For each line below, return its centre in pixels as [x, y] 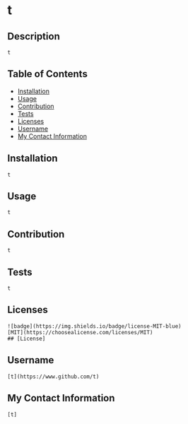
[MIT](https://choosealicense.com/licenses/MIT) [80, 332]
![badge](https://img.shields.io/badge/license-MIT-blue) [94, 326]
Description [34, 36]
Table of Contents [48, 74]
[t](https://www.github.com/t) [53, 377]
